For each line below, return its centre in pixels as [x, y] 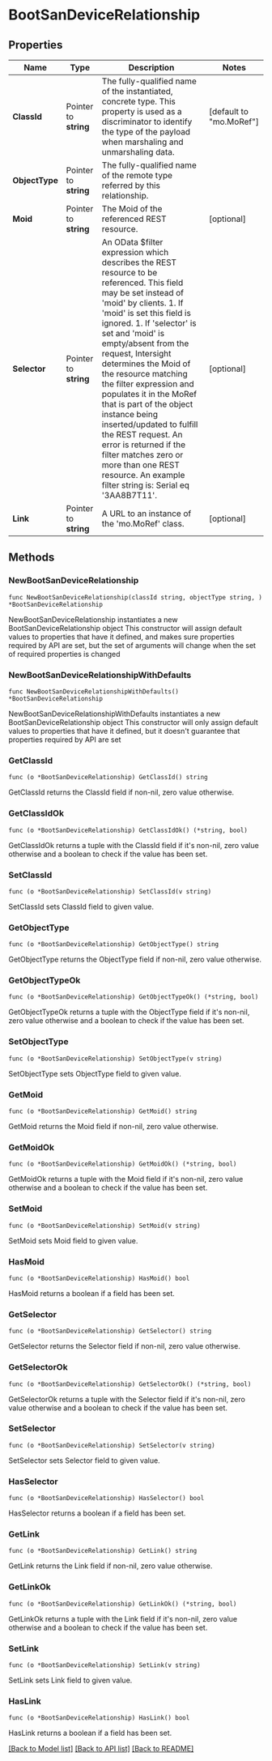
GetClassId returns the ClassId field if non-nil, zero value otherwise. [121, 792]
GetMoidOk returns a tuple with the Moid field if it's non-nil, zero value [126, 1179]
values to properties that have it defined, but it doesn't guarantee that [124, 731]
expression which [135, 252]
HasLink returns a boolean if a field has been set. [90, 1733]
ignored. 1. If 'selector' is [149, 323]
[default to [229, 111]
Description [151, 68]
